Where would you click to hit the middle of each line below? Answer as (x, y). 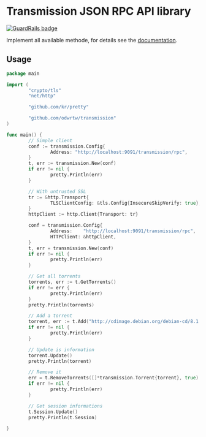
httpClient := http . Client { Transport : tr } (83, 215)
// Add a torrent (50, 316)
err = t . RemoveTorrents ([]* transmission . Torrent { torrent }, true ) (114, 378)
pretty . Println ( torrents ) (62, 305)
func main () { (25, 135)
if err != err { (49, 287)
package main (23, 74)
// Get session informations (66, 406)
